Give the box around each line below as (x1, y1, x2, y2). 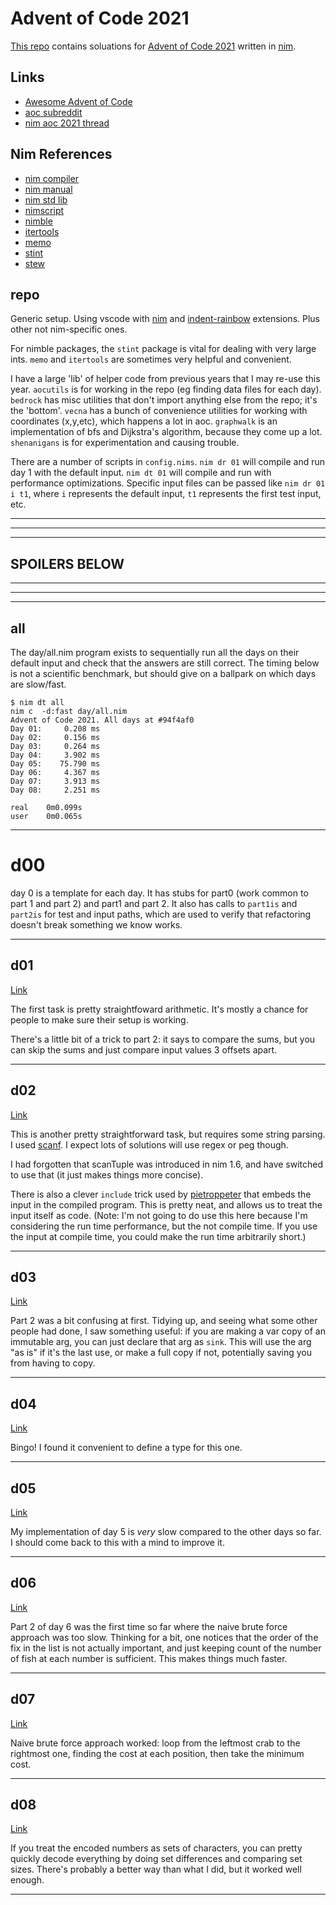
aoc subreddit (24, 106, 83, 118)
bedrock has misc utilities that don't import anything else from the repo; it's (10, 394, 318, 406)
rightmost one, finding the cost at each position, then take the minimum (10, 1747, 305, 1759)
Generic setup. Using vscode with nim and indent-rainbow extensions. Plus (10, 313, 320, 325)
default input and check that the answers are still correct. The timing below (10, 657, 320, 669)
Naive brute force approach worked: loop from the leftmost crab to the (10, 1737, 301, 1749)
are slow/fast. (10, 678, 67, 690)
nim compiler (24, 172, 80, 184)
